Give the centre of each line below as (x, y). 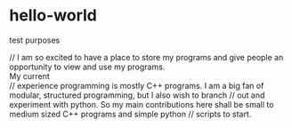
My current (30, 76)
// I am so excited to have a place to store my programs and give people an (146, 57)
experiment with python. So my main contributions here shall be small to (142, 104)
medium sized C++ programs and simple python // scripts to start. (130, 114)
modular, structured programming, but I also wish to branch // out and (137, 95)
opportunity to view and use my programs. (87, 67)
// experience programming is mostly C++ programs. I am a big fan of (137, 85)
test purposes (35, 40)
